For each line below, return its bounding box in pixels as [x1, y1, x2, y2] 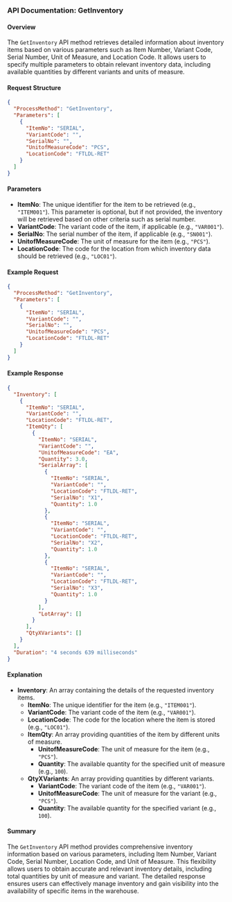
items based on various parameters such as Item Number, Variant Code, [7, 46, 213, 54]
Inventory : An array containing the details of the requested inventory [17, 686, 215, 694]
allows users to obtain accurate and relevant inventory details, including [7, 865, 213, 873]
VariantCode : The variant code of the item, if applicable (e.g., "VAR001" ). [17, 223, 224, 231]
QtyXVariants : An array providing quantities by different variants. [27, 774, 215, 783]
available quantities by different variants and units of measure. [7, 68, 185, 76]
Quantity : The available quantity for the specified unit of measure [37, 759, 225, 768]
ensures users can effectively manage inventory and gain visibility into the [7, 879, 220, 887]
